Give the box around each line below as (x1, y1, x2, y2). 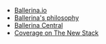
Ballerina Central (14, 21, 63, 29)
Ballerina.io (14, 6, 48, 14)
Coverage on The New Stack (14, 28, 99, 37)
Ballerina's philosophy (14, 13, 80, 22)
